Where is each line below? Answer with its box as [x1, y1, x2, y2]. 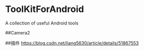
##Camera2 [5, 29, 30, 35]
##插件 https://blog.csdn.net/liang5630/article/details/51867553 [5, 40, 139, 46]
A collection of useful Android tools [5, 20, 79, 26]
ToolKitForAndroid [5, 3, 84, 15]
